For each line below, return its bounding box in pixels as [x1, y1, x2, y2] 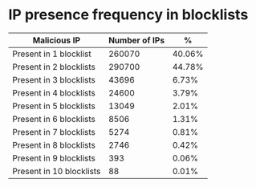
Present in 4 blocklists [12, 87, 96, 98]
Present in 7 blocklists [12, 126, 96, 137]
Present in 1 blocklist [12, 48, 91, 59]
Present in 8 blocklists [12, 139, 96, 150]
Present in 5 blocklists [12, 100, 96, 112]
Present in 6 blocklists [12, 113, 96, 124]
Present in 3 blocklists [12, 74, 96, 85]
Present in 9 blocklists [12, 152, 96, 164]
